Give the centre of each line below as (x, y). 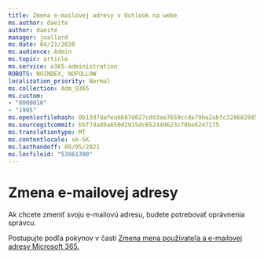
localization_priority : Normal (59, 81)
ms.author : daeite (38, 23)
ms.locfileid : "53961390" (50, 154)
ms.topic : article (38, 60)
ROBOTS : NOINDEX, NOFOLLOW (52, 74)
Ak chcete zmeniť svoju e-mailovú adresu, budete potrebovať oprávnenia (126, 215)
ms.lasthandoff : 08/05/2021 (54, 147)
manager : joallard (38, 37)
